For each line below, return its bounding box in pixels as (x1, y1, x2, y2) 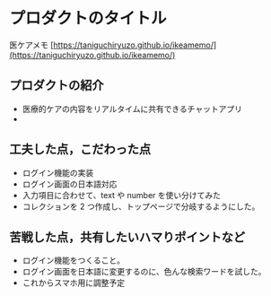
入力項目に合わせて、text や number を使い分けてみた (22, 189, 222, 200)
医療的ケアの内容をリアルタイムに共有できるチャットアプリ (22, 103, 242, 114)
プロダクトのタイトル (9, 8, 168, 29)
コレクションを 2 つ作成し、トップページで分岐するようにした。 (22, 201, 260, 212)
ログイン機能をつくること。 (22, 255, 126, 266)
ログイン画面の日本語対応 (22, 178, 118, 189)
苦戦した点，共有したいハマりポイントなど (9, 230, 245, 245)
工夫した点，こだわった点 (9, 142, 151, 157)
